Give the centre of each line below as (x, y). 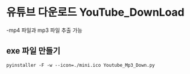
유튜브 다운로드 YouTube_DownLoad (96, 12)
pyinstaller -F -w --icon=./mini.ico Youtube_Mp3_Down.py (81, 65)
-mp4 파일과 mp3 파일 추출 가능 (44, 30)
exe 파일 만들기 (33, 51)
